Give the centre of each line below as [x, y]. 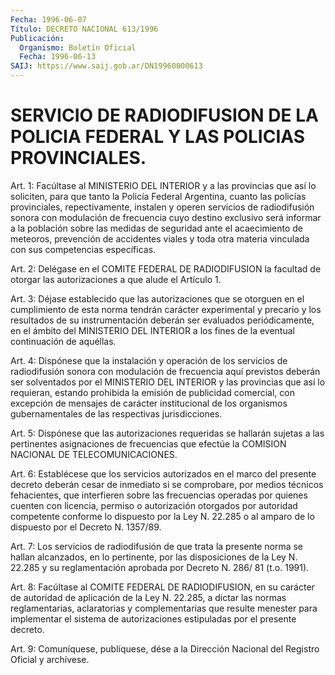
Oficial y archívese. [50, 659]
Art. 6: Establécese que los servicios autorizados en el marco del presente [163, 473]
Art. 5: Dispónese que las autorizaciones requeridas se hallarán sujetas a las [167, 433]
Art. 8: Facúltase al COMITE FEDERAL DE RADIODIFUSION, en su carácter [162, 587]
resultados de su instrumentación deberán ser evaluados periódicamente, [162, 320]
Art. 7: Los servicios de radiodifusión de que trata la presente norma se [157, 546]
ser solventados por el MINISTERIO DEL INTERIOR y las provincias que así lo [168, 382]
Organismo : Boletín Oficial [78, 47]
